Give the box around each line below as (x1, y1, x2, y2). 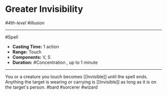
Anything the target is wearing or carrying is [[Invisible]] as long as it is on (5, 79, 157, 85)
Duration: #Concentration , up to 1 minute (12, 59, 98, 65)
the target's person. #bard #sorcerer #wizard (5, 84, 98, 90)
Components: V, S (12, 54, 51, 60)
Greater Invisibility (5, 3, 83, 15)
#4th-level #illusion (5, 20, 45, 26)
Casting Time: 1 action (12, 44, 59, 49)
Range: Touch (12, 48, 42, 55)
